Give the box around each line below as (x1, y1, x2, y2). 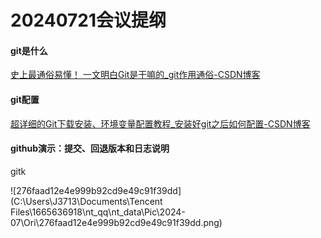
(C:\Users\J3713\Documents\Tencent (10, 195, 163, 207)
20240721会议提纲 (10, 9, 167, 32)
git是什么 (10, 44, 48, 56)
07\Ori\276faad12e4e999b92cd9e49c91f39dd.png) (10, 216, 223, 228)
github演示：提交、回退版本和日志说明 (10, 142, 170, 155)
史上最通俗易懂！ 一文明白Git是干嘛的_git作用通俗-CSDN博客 (10, 69, 261, 81)
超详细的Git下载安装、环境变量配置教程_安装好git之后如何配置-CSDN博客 (10, 117, 311, 130)
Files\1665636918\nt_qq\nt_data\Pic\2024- (10, 206, 186, 218)
